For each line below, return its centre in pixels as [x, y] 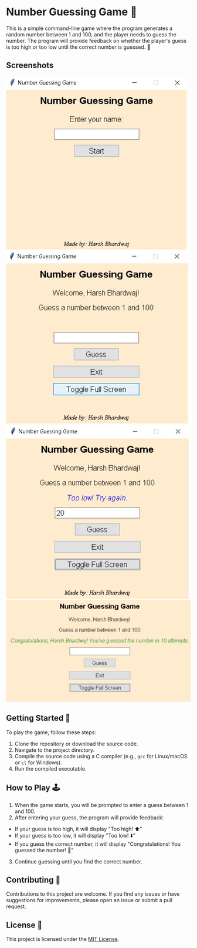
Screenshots [30, 65]
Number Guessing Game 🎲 [72, 12]
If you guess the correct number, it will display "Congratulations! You [97, 844]
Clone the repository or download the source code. [76, 744]
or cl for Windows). [38, 762]
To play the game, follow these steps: [51, 732]
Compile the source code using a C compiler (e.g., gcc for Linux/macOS [101, 756]
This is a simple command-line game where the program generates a [89, 28]
